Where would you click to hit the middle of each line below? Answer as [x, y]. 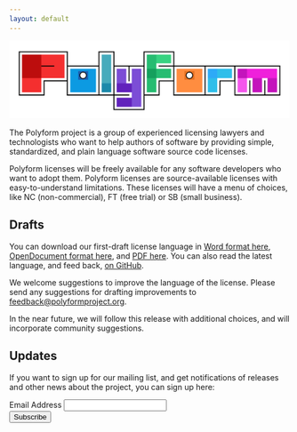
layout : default [39, 19]
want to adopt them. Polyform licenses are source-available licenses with [144, 178]
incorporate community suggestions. [77, 328]
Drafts [27, 225]
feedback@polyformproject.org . [68, 301]
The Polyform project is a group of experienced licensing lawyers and [137, 132]
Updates [33, 356]
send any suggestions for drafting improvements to [103, 292]
